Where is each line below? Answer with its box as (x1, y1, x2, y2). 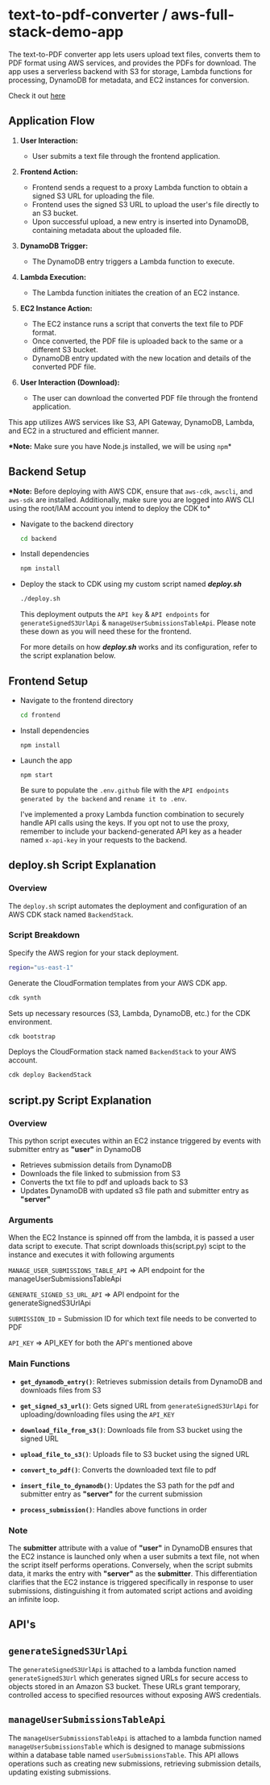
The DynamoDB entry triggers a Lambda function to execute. (31, 256, 235, 266)
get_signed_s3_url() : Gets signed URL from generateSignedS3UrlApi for (19, 1400, 260, 1410)
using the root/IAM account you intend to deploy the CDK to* (8, 503, 211, 513)
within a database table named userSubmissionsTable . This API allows (8, 1750, 239, 1759)
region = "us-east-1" (8, 963, 74, 972)
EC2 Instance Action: (19, 303, 93, 313)
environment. (8, 1017, 52, 1026)
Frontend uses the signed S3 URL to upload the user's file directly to (31, 199, 260, 209)
